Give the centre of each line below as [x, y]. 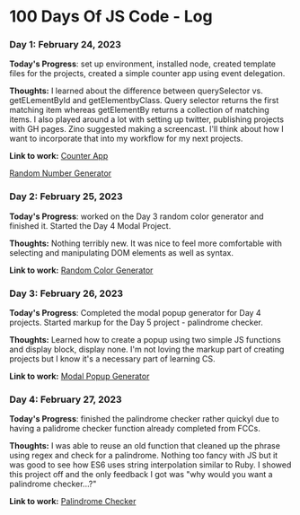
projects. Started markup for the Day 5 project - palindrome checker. [136, 323]
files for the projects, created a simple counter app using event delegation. [147, 74]
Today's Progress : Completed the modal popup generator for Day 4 [136, 313]
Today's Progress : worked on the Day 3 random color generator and [137, 216]
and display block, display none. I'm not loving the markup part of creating [147, 349]
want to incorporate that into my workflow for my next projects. [126, 139]
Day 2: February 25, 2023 [66, 196]
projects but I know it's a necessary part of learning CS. [112, 359]
